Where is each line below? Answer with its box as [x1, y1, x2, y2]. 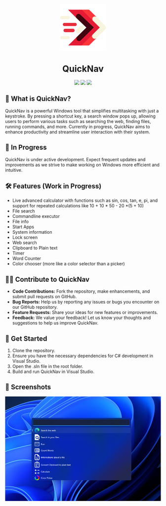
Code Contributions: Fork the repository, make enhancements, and [12, 288, 150, 294]
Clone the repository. [12, 348, 55, 353]
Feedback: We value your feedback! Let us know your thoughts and [12, 315, 151, 321]
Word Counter [12, 255, 41, 261]
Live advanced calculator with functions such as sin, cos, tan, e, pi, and [12, 197, 158, 203]
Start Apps [12, 224, 35, 230]
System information [12, 229, 52, 235]
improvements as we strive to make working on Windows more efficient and [5, 162, 160, 168]
